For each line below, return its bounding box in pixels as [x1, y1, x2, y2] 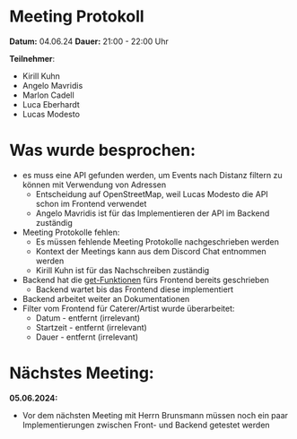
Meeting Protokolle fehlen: [22, 227, 120, 237]
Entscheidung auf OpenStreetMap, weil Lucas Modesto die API [35, 188, 269, 199]
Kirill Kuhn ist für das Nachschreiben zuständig [35, 264, 210, 275]
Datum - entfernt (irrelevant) [35, 312, 141, 323]
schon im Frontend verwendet [35, 198, 147, 209]
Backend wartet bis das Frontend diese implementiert [35, 284, 234, 295]
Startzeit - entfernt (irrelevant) [35, 322, 148, 332]
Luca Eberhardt [22, 99, 81, 109]
